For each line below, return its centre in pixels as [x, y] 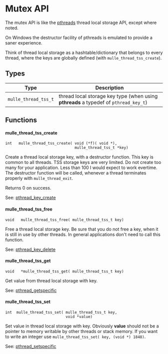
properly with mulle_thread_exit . [39, 178]
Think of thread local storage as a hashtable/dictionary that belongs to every [84, 52]
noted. [12, 27]
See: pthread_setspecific [31, 346]
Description [109, 87]
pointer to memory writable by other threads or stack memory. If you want [81, 331]
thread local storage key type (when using [108, 96]
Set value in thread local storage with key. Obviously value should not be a [82, 326]
